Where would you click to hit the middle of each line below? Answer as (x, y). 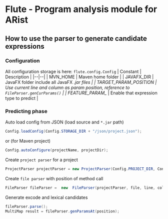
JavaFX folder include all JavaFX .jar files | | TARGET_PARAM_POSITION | (81, 82)
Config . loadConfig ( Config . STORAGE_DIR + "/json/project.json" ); (73, 132)
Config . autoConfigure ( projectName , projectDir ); (57, 150)
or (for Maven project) (28, 141)
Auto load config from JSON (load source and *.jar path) (64, 122)
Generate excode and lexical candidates (46, 197)
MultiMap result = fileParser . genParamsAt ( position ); (62, 211)
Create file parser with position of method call (54, 178)
